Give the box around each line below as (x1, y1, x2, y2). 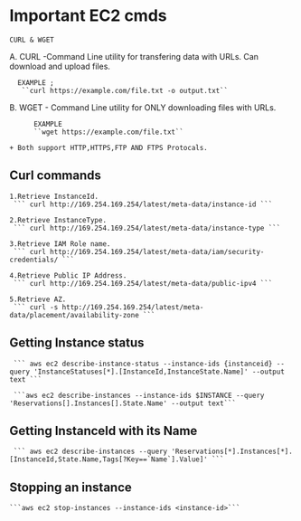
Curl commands (9, 168, 101, 184)
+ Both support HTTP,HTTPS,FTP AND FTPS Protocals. (9, 143, 208, 152)
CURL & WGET (9, 35, 54, 44)
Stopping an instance (9, 479, 133, 495)
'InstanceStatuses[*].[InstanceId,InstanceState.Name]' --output (33, 367, 285, 376)
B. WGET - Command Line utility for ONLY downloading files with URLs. (9, 101, 277, 113)
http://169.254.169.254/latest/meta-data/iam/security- (49, 247, 265, 256)
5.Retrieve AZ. (9, 295, 67, 304)
